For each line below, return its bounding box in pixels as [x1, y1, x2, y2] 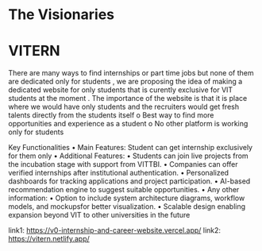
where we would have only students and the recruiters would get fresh [8, 102, 240, 112]
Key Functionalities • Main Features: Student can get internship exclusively [8, 143, 252, 153]
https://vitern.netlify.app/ [8, 234, 90, 244]
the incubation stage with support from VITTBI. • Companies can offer [8, 160, 238, 169]
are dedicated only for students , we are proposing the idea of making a [8, 77, 243, 87]
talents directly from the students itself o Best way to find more [8, 110, 214, 120]
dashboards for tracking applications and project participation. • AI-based [8, 176, 251, 186]
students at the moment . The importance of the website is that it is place [8, 94, 248, 103]
